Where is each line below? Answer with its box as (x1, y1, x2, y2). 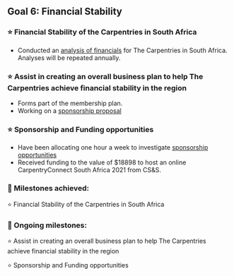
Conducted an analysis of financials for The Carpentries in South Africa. (17, 46, 228, 54)
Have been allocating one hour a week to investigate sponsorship (17, 143, 209, 152)
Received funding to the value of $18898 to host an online (17, 158, 187, 167)
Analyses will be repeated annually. (17, 53, 121, 62)
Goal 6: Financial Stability (7, 6, 122, 18)
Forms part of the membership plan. (17, 99, 123, 107)
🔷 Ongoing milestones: (7, 220, 87, 230)
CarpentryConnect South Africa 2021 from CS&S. (17, 166, 161, 174)
